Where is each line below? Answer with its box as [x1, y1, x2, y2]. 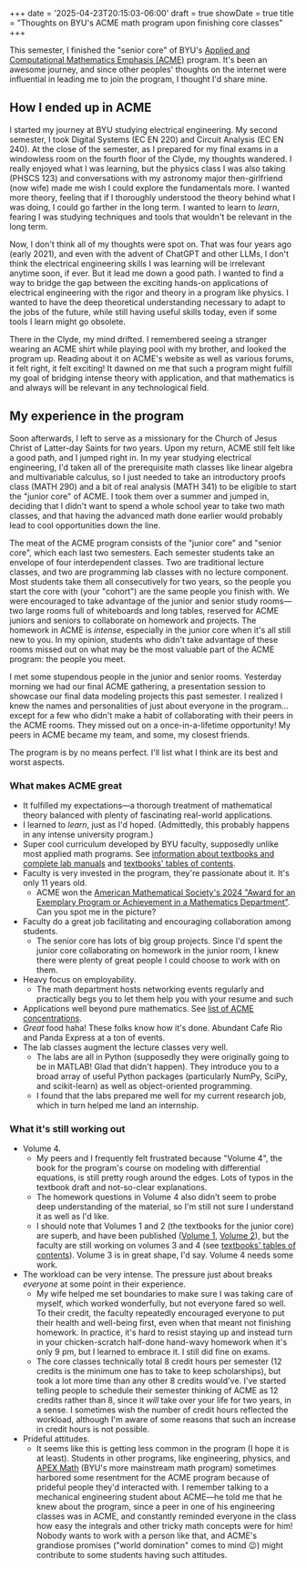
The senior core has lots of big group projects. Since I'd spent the [36, 935, 283, 946]
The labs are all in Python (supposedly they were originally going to [36, 1051, 290, 1062]
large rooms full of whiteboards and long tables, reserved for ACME [25, 605, 280, 616]
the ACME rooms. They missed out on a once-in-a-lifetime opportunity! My [9, 719, 291, 730]
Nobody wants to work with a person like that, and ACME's [36, 1530, 258, 1542]
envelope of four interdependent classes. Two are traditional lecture [9, 556, 264, 567]
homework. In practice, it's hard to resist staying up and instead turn [36, 1327, 293, 1338]
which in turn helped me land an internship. [36, 1099, 199, 1110]
